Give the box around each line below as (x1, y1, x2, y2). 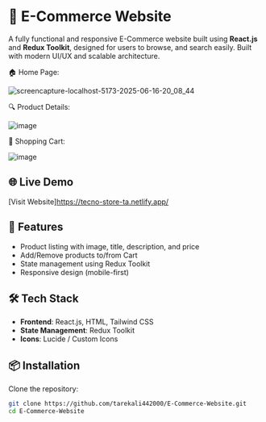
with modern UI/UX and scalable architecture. (8, 51, 160, 61)
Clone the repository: (8, 384, 79, 394)
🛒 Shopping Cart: (8, 136, 66, 146)
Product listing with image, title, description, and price (19, 241, 200, 251)
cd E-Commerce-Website (8, 407, 85, 416)
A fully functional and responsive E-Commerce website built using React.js (8, 34, 258, 44)
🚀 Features (8, 220, 64, 234)
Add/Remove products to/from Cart (19, 250, 139, 260)
